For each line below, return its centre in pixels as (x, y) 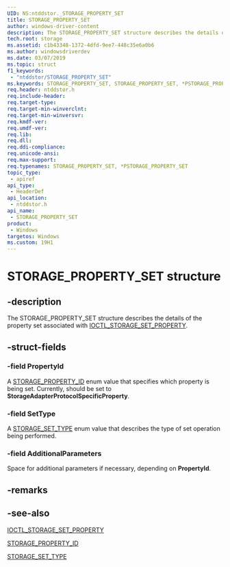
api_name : (21, 211)
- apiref (23, 179)
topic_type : (24, 173)
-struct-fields (37, 347)
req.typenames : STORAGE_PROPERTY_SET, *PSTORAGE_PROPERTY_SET (98, 166)
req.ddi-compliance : (37, 147)
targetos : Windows (33, 236)
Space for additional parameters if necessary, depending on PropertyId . (109, 468)
